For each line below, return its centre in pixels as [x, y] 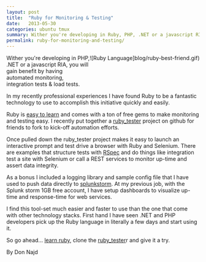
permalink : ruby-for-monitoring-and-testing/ [65, 40]
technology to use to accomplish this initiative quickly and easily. [88, 102]
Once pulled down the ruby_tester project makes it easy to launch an [93, 139]
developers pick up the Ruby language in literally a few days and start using [102, 222]
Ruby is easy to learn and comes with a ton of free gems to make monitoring [103, 114]
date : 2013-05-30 [31, 23]
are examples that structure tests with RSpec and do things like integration [100, 152]
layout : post [23, 12]
